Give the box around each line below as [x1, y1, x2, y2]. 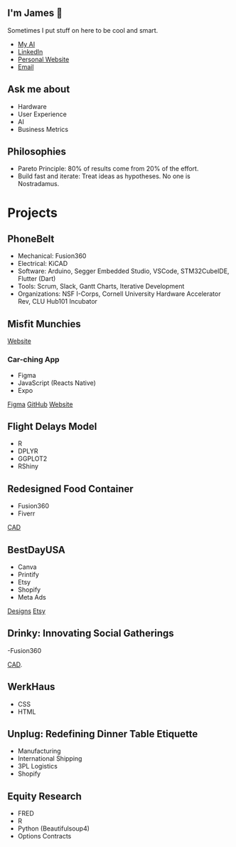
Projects [7, 205, 58, 221]
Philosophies [7, 145, 66, 158]
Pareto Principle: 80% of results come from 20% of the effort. [17, 165, 199, 173]
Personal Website [17, 55, 70, 63]
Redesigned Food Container [7, 483, 134, 495]
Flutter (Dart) [17, 274, 56, 283]
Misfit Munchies [7, 318, 82, 330]
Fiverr [17, 509, 36, 518]
